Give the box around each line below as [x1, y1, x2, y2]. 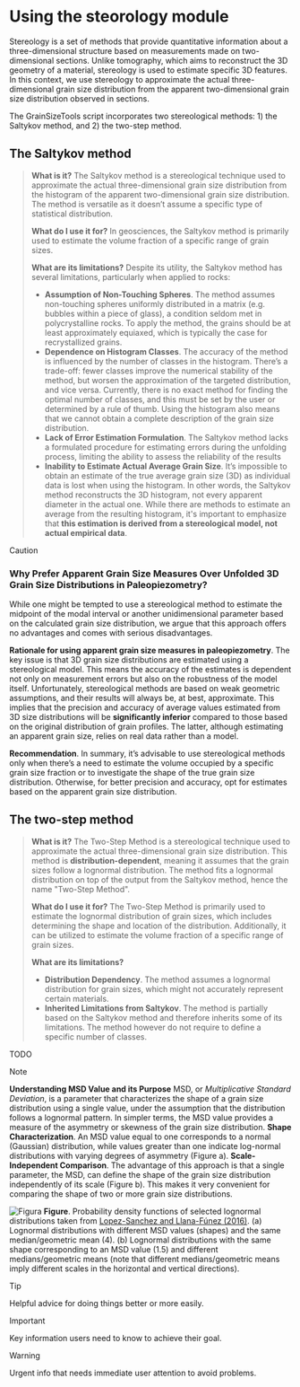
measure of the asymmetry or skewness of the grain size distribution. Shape [9, 1121, 292, 1132]
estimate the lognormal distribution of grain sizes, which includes [30, 910, 272, 921]
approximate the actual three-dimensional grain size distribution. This [30, 846, 288, 856]
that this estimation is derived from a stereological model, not [44, 518, 278, 529]
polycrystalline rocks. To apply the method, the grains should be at [44, 317, 291, 329]
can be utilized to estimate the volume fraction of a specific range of [30, 929, 284, 940]
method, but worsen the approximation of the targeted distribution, [44, 374, 291, 385]
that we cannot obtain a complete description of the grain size [44, 413, 275, 424]
